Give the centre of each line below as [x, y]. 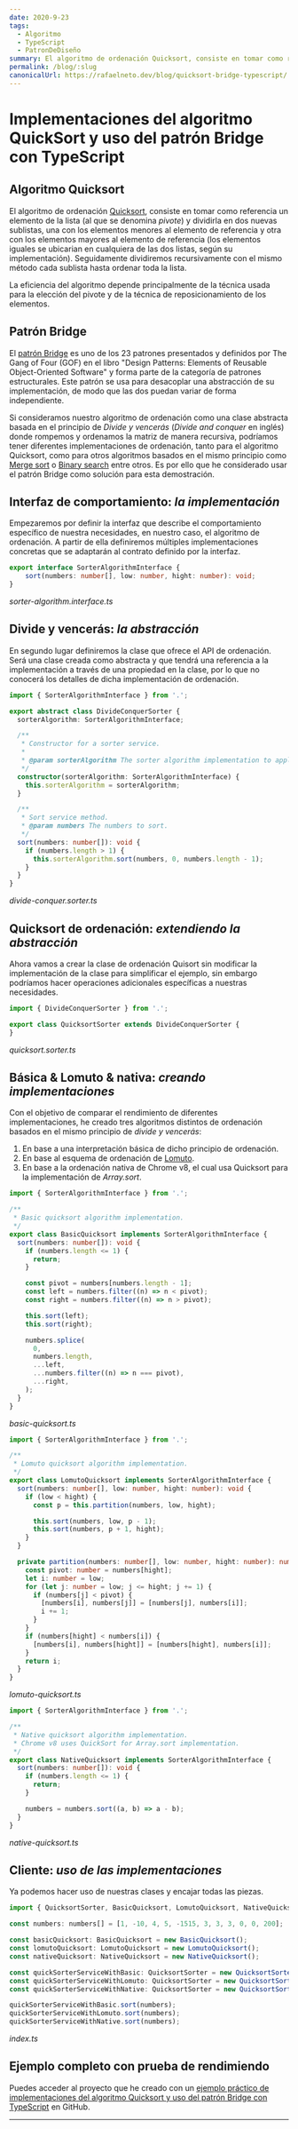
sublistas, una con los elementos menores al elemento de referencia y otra [145, 230]
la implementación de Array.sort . [82, 1177]
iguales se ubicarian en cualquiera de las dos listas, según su [121, 249]
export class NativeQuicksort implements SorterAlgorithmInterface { [141, 1760]
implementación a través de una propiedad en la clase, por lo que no [134, 669]
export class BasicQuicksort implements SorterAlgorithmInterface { [138, 1234]
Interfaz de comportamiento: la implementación [145, 501]
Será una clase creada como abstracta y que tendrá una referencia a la [139, 660]
